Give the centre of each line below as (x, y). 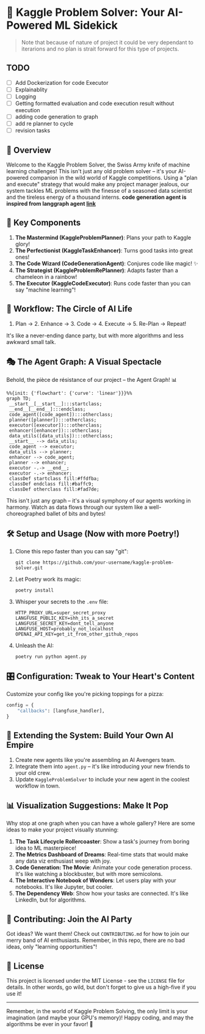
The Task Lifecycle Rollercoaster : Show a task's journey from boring (102, 842)
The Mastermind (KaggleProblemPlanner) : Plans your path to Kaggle (103, 237)
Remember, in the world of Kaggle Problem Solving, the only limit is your (97, 1011)
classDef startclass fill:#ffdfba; (54, 479)
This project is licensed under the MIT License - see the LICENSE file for (95, 980)
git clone (28, 563)
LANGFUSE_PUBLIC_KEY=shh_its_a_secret (64, 619)
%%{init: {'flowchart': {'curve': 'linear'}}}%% (69, 393)
